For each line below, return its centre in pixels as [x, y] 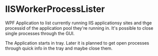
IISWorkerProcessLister [55, 9]
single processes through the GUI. [40, 33]
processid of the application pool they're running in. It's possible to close [79, 28]
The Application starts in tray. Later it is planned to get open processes [77, 43]
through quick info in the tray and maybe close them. [59, 48]
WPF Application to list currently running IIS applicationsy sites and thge [79, 23]
